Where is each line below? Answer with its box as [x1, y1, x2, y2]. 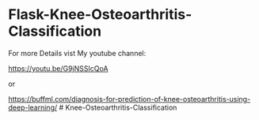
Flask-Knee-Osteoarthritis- [8, 6, 192, 24]
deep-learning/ [8, 103, 58, 112]
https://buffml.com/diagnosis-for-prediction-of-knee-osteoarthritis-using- [8, 94, 251, 103]
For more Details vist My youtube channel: [8, 48, 147, 58]
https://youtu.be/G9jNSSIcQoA [8, 63, 109, 73]
